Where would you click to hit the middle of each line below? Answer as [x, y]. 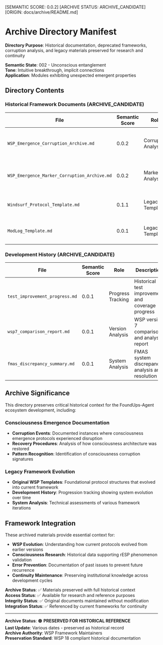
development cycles [32, 580]
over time [22, 498]
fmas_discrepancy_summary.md [41, 364]
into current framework [35, 487]
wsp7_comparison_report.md [39, 331]
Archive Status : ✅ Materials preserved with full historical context [70, 590]
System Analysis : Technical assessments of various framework [76, 503]
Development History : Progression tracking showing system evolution [82, 492]
